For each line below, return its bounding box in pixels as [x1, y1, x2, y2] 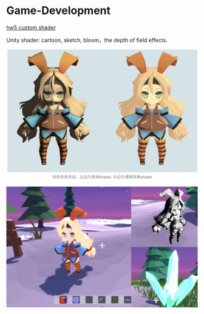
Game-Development [6, 4, 111, 18]
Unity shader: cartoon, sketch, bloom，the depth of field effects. [6, 36, 168, 43]
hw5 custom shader [6, 24, 56, 31]
